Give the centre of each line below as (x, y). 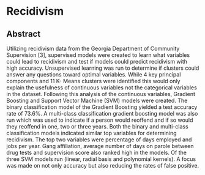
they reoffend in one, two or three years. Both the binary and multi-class (97, 126)
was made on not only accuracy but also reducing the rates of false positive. (103, 166)
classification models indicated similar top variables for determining (91, 133)
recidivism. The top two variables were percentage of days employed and (99, 140)
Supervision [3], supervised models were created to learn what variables (98, 55)
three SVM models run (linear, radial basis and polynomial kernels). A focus (101, 159)
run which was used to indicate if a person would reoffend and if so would (100, 120)
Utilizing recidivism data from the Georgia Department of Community (93, 48)
